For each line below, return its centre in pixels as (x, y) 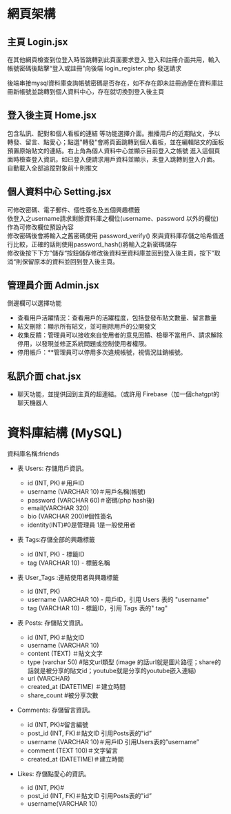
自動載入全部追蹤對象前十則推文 (52, 168)
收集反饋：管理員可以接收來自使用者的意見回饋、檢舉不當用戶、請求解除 (120, 335)
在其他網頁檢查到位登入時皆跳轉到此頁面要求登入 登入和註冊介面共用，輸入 (114, 60)
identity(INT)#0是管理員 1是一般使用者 (81, 525)
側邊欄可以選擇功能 (34, 303)
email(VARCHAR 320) (58, 508)
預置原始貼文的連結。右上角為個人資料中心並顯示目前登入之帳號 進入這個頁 (114, 151)
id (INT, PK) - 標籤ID (56, 554)
